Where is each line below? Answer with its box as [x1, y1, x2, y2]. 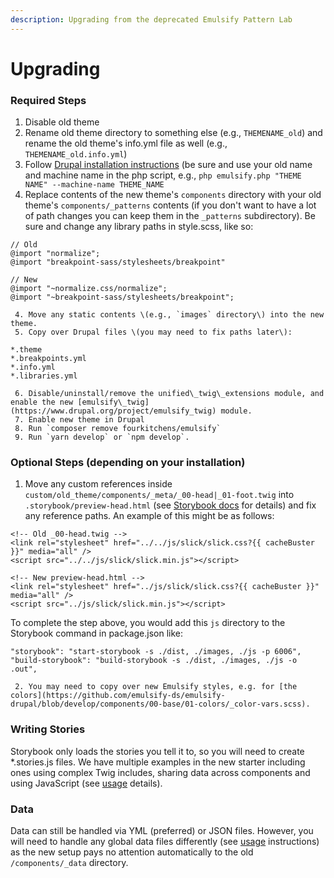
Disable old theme [24, 116, 100, 128]
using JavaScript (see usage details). [10, 777, 163, 789]
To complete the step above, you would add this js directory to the [10, 617, 286, 629]
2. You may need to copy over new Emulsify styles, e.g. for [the [14, 682, 298, 692]
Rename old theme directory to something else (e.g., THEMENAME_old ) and [24, 127, 323, 139]
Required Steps [10, 93, 87, 107]
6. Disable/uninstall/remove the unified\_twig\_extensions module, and [14, 389, 325, 399]
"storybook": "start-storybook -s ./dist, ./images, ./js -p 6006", [10, 647, 302, 657]
